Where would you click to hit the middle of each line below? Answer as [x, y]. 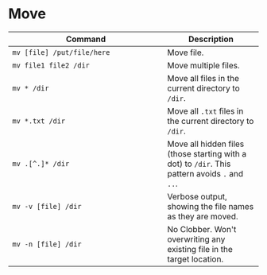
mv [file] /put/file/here [61, 52]
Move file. [186, 52]
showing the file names [211, 206]
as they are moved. [203, 216]
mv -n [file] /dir [47, 244]
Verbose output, [197, 196]
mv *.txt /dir [39, 121]
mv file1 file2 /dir [51, 65]
